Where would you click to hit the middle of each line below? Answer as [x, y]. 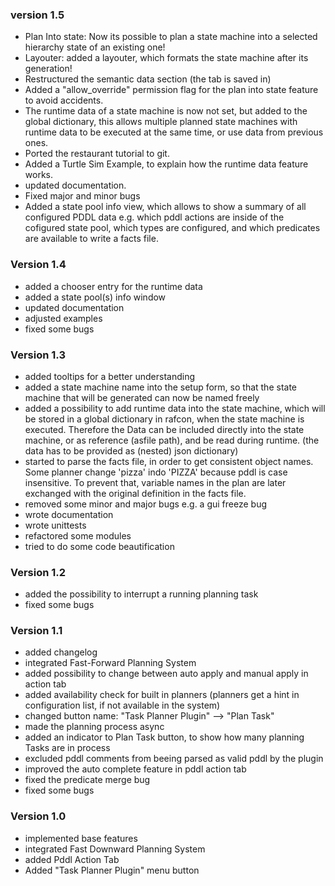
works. [38, 175]
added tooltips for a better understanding [110, 376]
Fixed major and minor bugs [82, 196]
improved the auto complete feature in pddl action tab [135, 769]
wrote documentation [69, 514]
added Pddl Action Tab [72, 859]
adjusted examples [63, 318]
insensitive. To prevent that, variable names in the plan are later [155, 482]
